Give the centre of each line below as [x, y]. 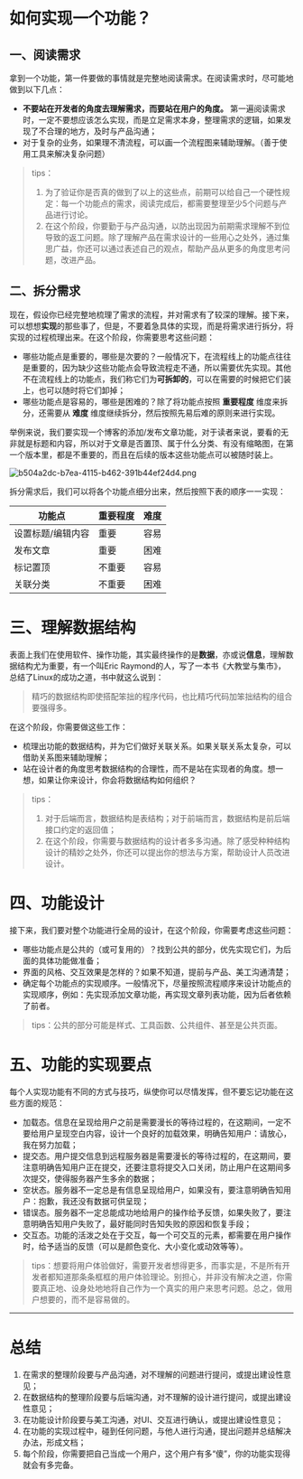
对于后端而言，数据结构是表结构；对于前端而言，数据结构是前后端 [167, 818]
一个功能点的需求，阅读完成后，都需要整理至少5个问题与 [174, 203]
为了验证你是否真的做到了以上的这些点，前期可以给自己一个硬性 [163, 192]
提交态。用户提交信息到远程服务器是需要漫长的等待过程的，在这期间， [153, 1156]
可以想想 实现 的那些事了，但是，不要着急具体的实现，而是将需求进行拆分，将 [151, 325]
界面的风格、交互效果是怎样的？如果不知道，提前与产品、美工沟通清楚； [156, 971]
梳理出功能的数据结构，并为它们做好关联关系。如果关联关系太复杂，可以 [156, 745]
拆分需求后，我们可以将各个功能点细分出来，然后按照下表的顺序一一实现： [147, 491]
